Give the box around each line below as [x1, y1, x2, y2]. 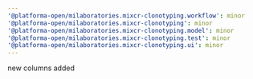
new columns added [7, 63, 75, 73]
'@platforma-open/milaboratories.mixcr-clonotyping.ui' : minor [7, 41, 224, 49]
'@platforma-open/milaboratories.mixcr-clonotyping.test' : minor [7, 34, 231, 42]
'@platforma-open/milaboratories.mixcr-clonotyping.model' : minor [7, 26, 235, 34]
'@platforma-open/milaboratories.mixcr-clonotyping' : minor [7, 19, 214, 27]
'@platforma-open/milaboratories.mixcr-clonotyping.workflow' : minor [7, 11, 246, 20]
